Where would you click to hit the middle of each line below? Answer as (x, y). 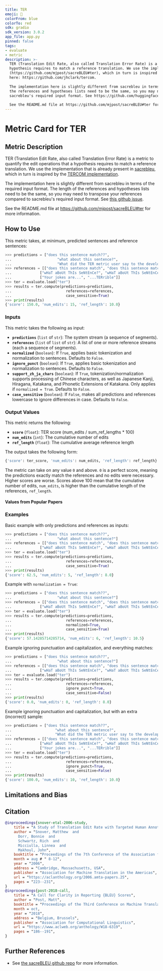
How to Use (23, 229)
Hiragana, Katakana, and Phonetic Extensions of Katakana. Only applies (84, 384)
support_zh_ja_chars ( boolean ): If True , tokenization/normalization (78, 373)
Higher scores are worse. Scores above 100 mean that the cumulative (74, 480)
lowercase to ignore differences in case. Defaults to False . (70, 399)
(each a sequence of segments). (45, 348)
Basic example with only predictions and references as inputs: (67, 525)
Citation (17, 811)
